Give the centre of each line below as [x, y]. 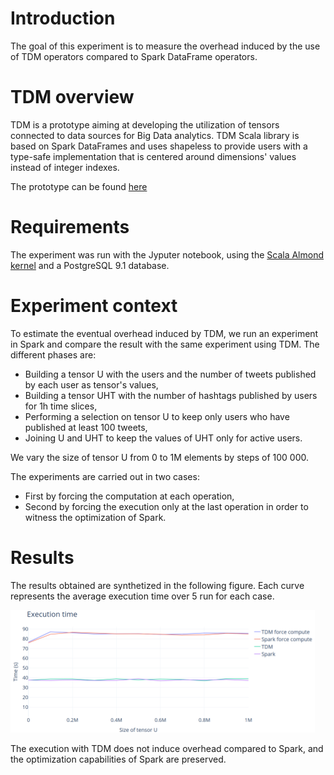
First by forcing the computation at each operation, [129, 496]
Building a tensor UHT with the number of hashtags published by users [171, 395]
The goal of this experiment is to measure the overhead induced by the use [165, 46]
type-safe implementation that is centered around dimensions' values [153, 156]
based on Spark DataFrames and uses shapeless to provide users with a [159, 146]
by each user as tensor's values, [91, 384]
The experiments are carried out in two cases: [105, 476]
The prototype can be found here [79, 186]
